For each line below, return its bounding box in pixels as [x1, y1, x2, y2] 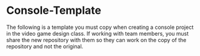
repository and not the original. [6, 43, 84, 50]
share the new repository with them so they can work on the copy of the [6, 36, 187, 43]
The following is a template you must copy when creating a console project [6, 23, 194, 31]
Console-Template [6, 4, 102, 17]
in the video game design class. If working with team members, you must [6, 30, 189, 37]
